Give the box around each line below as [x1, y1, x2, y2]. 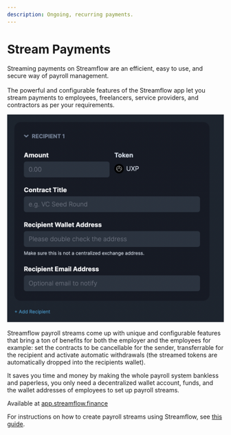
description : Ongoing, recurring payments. [7, 11, 134, 18]
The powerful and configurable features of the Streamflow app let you [7, 86, 206, 94]
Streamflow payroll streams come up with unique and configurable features [7, 329, 221, 337]
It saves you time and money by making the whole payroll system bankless [7, 371, 219, 379]
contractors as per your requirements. [7, 100, 115, 109]
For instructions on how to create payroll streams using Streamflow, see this [7, 412, 222, 421]
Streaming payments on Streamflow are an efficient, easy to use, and [7, 64, 203, 72]
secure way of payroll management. [7, 71, 109, 80]
